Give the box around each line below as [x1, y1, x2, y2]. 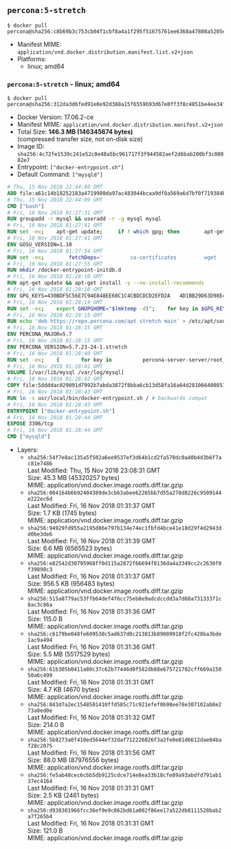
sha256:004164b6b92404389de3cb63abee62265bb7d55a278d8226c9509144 [27, 490, 222, 496]
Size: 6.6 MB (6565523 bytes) [27, 544, 112, 553]
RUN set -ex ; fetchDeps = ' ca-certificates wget [7, 254, 217, 261]
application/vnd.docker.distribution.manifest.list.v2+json [16, 48, 193, 56]
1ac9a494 [27, 637, 53, 644]
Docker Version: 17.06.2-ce [16, 113, 94, 121]
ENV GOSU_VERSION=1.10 [7, 241, 72, 248]
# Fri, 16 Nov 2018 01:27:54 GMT [7, 247, 103, 254]
